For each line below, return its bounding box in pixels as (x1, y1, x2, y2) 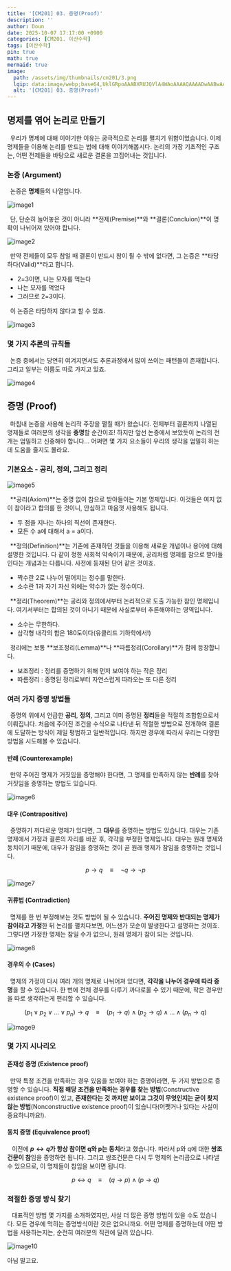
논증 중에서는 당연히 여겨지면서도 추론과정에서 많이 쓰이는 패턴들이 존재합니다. (10, 356, 220, 364)
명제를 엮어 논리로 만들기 (7, 114, 105, 126)
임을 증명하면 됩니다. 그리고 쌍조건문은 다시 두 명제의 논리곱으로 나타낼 (30, 1153, 220, 1161)
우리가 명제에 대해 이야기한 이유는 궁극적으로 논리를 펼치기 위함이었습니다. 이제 (10, 134, 221, 142)
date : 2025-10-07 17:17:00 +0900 (7, 29, 103, 37)
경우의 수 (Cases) (7, 960, 56, 969)
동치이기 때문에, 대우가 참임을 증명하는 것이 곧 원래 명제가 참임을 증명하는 (7, 843, 203, 852)
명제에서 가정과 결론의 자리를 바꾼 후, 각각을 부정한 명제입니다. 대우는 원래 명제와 (7, 835, 223, 843)
